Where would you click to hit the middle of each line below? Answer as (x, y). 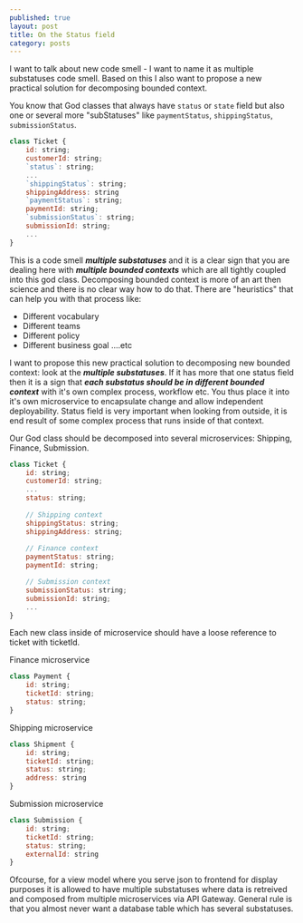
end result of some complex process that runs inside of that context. (137, 420)
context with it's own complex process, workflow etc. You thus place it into (150, 392)
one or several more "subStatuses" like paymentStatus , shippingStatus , (141, 115)
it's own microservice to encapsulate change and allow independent (137, 401)
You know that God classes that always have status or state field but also (147, 106)
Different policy (51, 335)
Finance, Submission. (49, 447)
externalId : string (62, 854)
